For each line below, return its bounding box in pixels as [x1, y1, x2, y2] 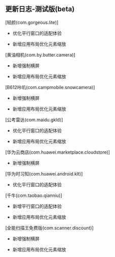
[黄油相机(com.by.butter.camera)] [5, 51, 75, 58]
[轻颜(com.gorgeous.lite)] [5, 19, 59, 25]
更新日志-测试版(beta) [5, 5, 75, 14]
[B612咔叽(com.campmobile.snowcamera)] [5, 84, 95, 90]
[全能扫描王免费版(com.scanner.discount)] [5, 224, 94, 231]
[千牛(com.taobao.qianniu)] [5, 192, 62, 198]
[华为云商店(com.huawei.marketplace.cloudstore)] [5, 149, 110, 155]
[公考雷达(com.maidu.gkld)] [5, 117, 63, 123]
